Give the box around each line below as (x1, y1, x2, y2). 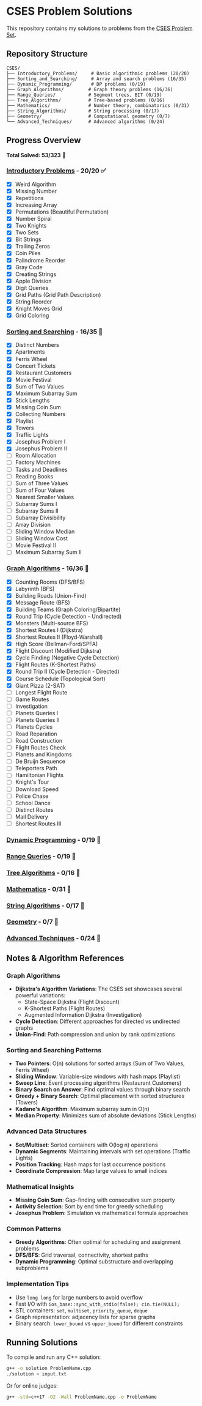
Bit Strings (15, 236, 41, 243)
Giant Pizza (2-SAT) (15, 682, 65, 689)
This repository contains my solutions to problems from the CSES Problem (6, 24, 193, 32)
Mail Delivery (15, 813, 49, 820)
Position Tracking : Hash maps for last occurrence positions (15, 1161, 166, 1168)
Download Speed (15, 785, 59, 793)
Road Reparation (15, 730, 57, 738)
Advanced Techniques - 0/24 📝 (6, 934, 101, 943)
